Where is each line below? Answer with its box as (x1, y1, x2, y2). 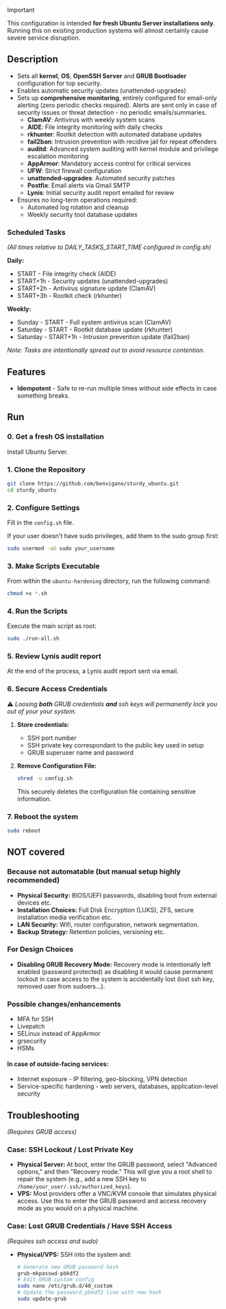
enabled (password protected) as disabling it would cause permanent (16, 967, 214, 975)
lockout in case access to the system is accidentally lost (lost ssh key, (16, 975, 214, 983)
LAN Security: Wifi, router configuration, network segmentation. (16, 920, 199, 929)
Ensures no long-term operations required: (16, 196, 138, 204)
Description (7, 54, 58, 65)
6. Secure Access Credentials (7, 684, 108, 694)
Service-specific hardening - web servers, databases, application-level (16, 1082, 218, 1091)
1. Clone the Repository (7, 465, 86, 474)
